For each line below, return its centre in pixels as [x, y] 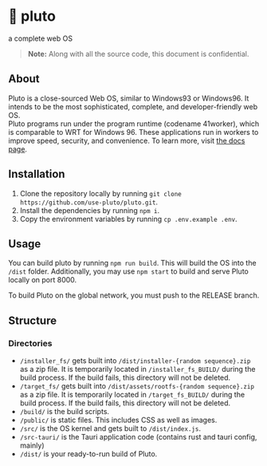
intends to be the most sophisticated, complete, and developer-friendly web [133, 106]
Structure [33, 320]
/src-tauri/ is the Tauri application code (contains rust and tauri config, [138, 437]
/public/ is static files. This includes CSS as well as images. [118, 420]
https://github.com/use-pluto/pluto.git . [88, 202]
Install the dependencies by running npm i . [90, 210]
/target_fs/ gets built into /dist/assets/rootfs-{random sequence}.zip [137, 386]
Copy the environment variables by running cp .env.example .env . [128, 219]
